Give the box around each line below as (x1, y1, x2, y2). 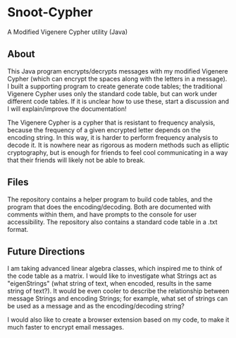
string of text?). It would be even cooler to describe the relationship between (7, 287, 230, 296)
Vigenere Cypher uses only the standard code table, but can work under (7, 89, 218, 98)
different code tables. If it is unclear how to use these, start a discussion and (7, 97, 230, 105)
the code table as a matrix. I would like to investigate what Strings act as (7, 272, 217, 280)
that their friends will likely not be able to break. (7, 156, 146, 164)
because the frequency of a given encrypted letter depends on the (7, 125, 201, 134)
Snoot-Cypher (7, 4, 93, 21)
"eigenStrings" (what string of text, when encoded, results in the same (7, 279, 212, 288)
